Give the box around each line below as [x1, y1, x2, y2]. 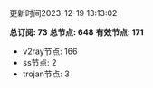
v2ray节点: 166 [22, 46, 79, 57]
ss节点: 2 [22, 57, 57, 67]
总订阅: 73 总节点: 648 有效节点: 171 [9, 27, 144, 38]
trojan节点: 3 [22, 68, 70, 79]
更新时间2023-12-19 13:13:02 [9, 8, 118, 18]
